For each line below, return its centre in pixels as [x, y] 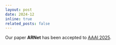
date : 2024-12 [20, 14]
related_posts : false [28, 23]
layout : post [19, 10]
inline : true [19, 19]
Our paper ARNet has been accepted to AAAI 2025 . [58, 38]
